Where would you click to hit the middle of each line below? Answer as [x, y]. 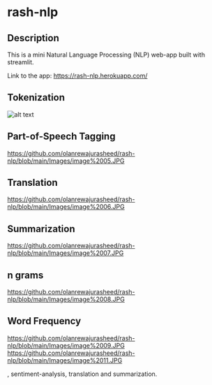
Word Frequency [44, 321]
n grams [25, 275]
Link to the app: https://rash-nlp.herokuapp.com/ [77, 75]
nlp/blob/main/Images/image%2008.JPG [66, 299]
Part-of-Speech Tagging [61, 137]
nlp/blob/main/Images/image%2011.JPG [65, 360]
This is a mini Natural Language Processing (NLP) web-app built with [106, 55]
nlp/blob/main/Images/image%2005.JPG [66, 161]
